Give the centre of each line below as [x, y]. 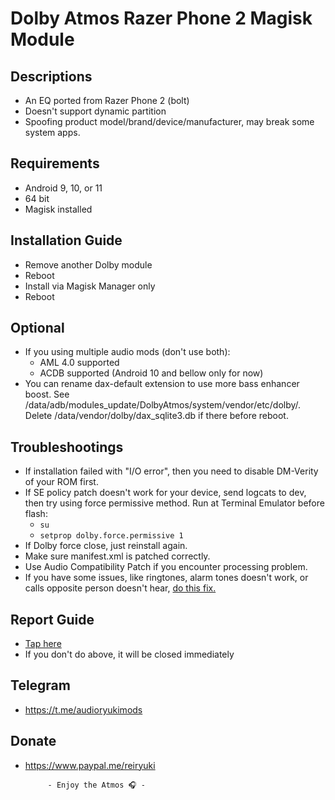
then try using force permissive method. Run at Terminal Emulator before [174, 503]
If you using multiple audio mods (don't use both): [127, 352]
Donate [33, 741]
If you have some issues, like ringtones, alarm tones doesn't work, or [166, 578]
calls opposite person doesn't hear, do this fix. [120, 588]
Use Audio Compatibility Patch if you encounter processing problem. [166, 567]
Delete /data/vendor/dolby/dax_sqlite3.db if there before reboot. [156, 416]
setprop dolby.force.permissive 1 [111, 536]
